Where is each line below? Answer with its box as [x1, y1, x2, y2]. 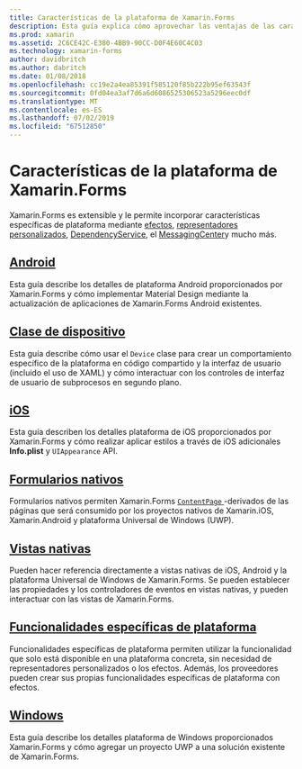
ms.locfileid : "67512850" [9, 122, 106, 131]
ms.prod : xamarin [9, 30, 75, 39]
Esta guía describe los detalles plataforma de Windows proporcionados [9, 731, 274, 743]
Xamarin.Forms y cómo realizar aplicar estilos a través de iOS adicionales [9, 436, 281, 447]
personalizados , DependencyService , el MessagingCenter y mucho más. [9, 229, 277, 240]
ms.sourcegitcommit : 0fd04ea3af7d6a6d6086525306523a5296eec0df [9, 88, 252, 97]
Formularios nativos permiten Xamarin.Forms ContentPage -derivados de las [9, 496, 289, 507]
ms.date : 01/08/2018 [9, 72, 87, 81]
